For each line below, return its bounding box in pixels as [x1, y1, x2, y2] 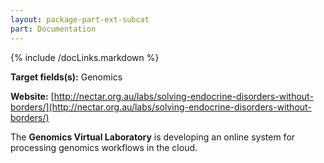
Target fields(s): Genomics [10, 71, 123, 83]
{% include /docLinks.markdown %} [10, 51, 160, 63]
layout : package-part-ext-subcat [10, 14, 150, 25]
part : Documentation [10, 24, 97, 34]
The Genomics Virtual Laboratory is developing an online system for [10, 131, 296, 143]
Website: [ [10, 90, 55, 102]
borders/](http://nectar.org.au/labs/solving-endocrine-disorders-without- [10, 101, 312, 113]
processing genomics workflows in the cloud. [10, 141, 198, 153]
